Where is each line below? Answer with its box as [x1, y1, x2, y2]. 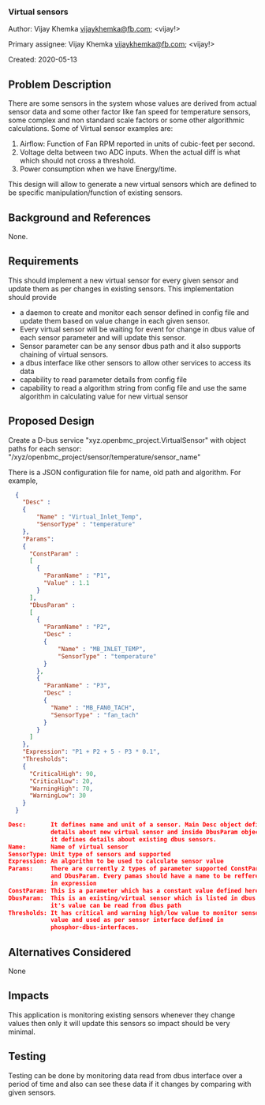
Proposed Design [8, 414, 95, 428]
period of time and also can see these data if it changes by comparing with [8, 1079, 252, 1088]
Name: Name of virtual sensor [8, 843, 129, 851]
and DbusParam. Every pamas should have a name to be [50, 872, 231, 880]
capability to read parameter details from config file [19, 374, 188, 384]
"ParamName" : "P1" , [43, 571, 111, 580]
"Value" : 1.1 [43, 579, 90, 587]
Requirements [8, 255, 79, 268]
